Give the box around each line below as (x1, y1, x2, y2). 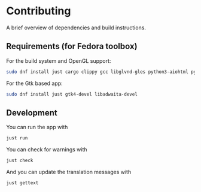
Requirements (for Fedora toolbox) (6, 41, 138, 51)
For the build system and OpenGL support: (6, 57, 111, 64)
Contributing (6, 4, 71, 18)
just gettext (6, 180, 39, 186)
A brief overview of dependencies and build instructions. (6, 24, 147, 31)
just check (6, 157, 33, 164)
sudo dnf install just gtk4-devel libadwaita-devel (6, 91, 138, 97)
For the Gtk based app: (6, 80, 63, 87)
